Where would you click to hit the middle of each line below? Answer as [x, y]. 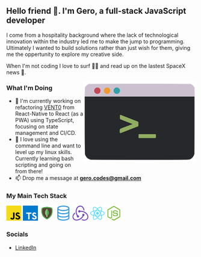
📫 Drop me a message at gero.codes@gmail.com [78, 178]
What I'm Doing [29, 88]
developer [26, 21]
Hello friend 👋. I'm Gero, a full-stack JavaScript [96, 11]
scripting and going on [43, 165]
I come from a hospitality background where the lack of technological [92, 35]
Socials [17, 234]
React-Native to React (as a [49, 114]
